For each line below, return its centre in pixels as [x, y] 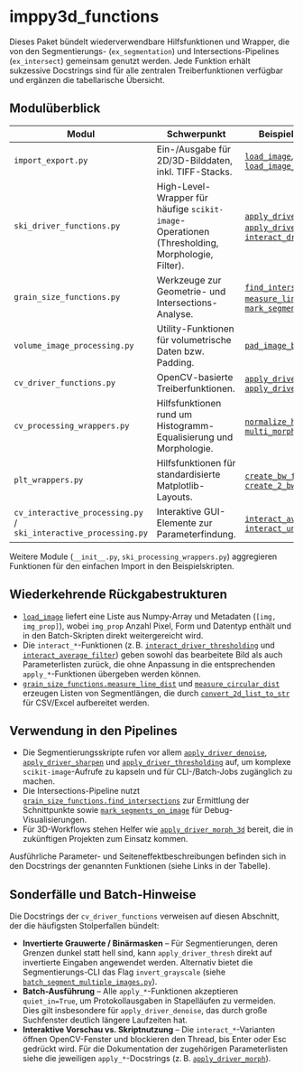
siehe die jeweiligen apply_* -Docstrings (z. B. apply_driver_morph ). [147, 1059]
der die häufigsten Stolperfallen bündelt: [84, 926]
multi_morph [270, 431]
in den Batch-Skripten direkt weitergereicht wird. [113, 635]
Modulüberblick [55, 109]
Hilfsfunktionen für [196, 462]
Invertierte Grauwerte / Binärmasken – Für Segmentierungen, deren [150, 943]
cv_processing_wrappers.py [72, 425]
